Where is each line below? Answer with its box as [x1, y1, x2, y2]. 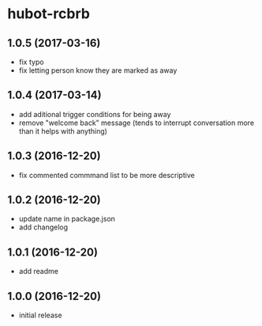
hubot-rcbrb [7, 5, 90, 23]
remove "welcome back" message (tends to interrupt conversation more [18, 118, 254, 127]
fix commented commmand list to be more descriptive [18, 170, 195, 180]
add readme [18, 267, 58, 276]
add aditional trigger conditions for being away [18, 109, 171, 119]
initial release [18, 310, 62, 320]
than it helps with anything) [18, 126, 108, 135]
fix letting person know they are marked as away [18, 66, 178, 75]
